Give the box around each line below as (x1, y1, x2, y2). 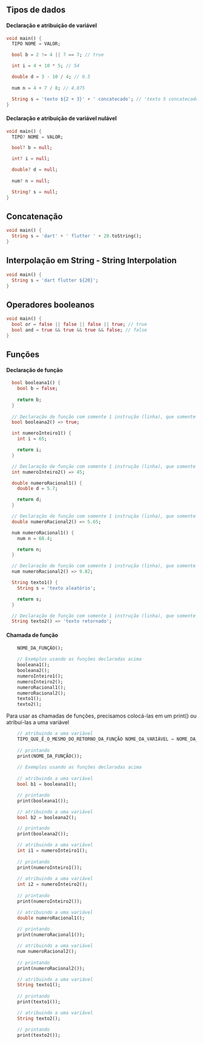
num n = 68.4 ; (17, 535, 53, 542)
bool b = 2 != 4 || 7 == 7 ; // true (11, 52, 104, 58)
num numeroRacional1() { (11, 530, 74, 536)
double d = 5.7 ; (17, 485, 59, 492)
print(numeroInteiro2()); (17, 898, 83, 904)
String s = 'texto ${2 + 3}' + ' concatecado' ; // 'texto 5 (11, 96, 166, 102)
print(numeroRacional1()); (17, 932, 85, 938)
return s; (17, 596, 42, 602)
